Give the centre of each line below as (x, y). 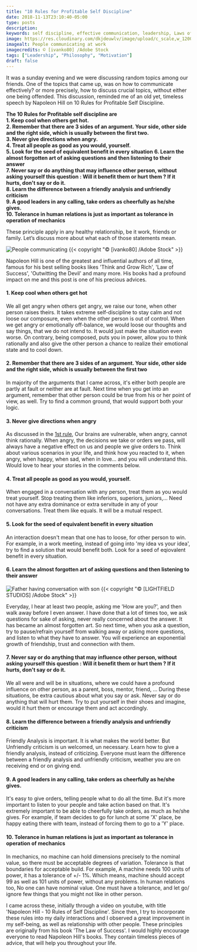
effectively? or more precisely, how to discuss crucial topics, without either (96, 90)
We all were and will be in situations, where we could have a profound (90, 683)
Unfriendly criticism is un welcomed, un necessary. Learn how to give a (92, 747)
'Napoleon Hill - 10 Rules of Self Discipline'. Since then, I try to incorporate (96, 911)
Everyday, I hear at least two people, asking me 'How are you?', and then (94, 606)
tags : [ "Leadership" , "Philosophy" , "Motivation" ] (69, 55)
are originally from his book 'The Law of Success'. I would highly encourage (98, 930)
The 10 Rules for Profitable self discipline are (62, 114)
